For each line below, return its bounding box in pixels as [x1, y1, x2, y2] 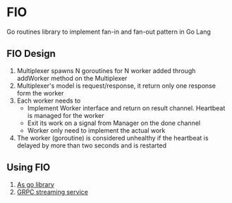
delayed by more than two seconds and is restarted [16, 141, 167, 150]
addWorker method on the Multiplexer [16, 74, 128, 82]
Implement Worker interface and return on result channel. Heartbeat [27, 103, 226, 112]
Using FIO [6, 162, 51, 173]
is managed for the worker [27, 111, 105, 119]
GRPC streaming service [16, 188, 89, 196]
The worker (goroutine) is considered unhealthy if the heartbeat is [16, 133, 209, 142]
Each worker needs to [16, 96, 81, 105]
